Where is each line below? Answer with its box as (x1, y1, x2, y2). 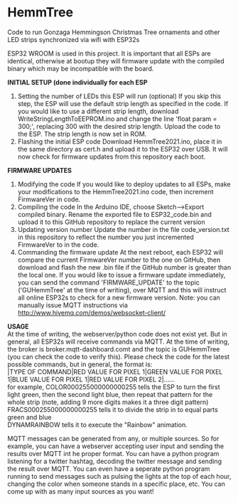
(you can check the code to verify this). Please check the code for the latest (7, 352, 229, 361)
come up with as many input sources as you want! (7, 487, 154, 495)
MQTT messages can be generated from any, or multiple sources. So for (7, 434, 220, 443)
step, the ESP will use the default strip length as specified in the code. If (17, 99, 229, 107)
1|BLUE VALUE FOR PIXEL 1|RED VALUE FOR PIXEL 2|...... (7, 375, 175, 383)
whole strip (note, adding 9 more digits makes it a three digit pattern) (7, 398, 209, 406)
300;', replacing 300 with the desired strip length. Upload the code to (17, 122, 221, 130)
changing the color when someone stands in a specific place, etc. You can (7, 480, 225, 488)
